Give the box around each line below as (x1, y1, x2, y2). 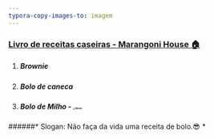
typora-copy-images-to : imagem (8, 11, 113, 20)
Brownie (19, 62, 49, 71)
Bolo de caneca (19, 81, 74, 91)
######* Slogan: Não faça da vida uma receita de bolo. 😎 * (8, 121, 206, 132)
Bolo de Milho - (19, 101, 72, 111)
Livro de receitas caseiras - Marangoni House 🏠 (8, 38, 200, 50)
